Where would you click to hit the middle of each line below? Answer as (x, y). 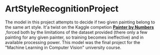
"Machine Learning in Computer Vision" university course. (63, 47)
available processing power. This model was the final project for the (73, 42)
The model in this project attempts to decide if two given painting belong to (80, 22)
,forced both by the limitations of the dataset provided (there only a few (76, 32)
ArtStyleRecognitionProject (62, 9)
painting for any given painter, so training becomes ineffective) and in (74, 37)
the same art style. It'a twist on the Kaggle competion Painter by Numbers (80, 27)
